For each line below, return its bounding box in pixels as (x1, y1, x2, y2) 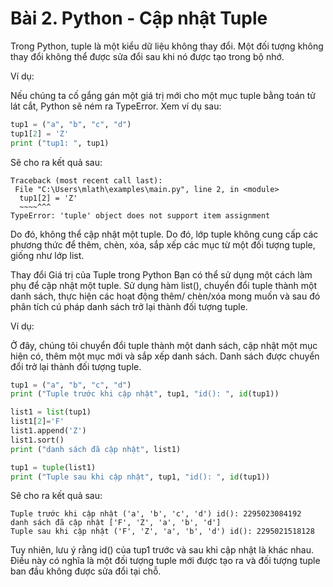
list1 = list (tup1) (10, 407, 92, 417)
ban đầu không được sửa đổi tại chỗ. (10, 565, 162, 577)
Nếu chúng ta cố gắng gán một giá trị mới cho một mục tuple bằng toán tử (10, 89, 317, 101)
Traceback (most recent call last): (10, 175, 163, 186)
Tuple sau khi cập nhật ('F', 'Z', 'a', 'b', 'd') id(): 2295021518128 (10, 527, 315, 537)
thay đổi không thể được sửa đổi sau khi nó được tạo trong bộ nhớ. (10, 50, 285, 62)
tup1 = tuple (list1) (10, 462, 97, 472)
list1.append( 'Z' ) (10, 426, 87, 436)
